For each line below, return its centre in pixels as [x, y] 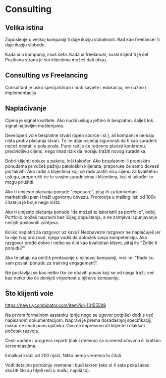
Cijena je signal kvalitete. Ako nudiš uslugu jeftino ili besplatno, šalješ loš [79, 120]
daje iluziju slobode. [26, 45]
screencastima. [21, 346]
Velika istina [24, 28]
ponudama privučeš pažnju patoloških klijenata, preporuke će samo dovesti [82, 166]
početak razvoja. [22, 331]
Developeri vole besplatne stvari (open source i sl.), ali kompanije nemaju [80, 135]
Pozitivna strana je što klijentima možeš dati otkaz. [56, 60]
